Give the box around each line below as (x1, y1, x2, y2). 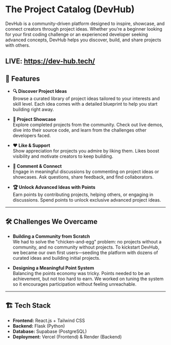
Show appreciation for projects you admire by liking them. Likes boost (12, 148, 159, 154)
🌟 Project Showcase (12, 116, 56, 122)
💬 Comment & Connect (12, 163, 62, 169)
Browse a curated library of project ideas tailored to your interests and (12, 95, 160, 102)
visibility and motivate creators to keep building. (12, 153, 113, 159)
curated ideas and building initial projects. (12, 255, 101, 261)
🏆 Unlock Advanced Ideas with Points (12, 184, 96, 190)
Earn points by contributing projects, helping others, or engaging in (12, 191, 154, 198)
